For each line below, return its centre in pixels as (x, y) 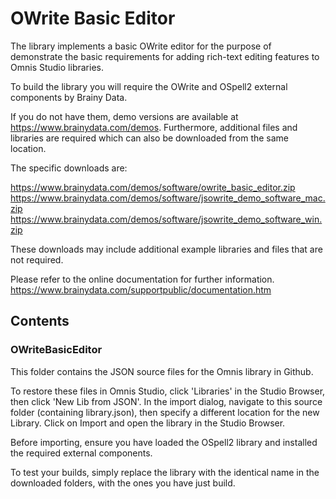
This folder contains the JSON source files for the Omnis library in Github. (162, 371)
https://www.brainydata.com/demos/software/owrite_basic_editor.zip (153, 187)
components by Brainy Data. (69, 97)
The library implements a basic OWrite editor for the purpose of (141, 46)
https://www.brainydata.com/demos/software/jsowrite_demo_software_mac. (168, 198)
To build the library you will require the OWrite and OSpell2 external (149, 86)
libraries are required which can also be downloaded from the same (150, 138)
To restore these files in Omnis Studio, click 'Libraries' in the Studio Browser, (168, 391)
